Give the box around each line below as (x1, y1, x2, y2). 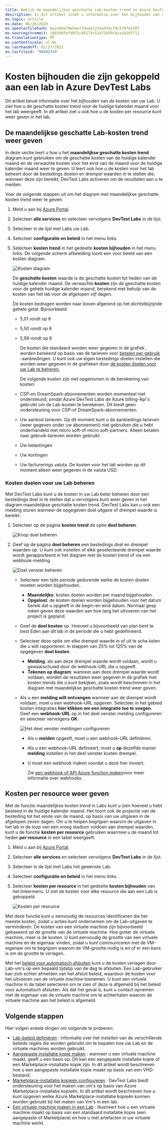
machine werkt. (12, 1120, 45, 1126)
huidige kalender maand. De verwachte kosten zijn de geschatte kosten (12, 280, 161, 287)
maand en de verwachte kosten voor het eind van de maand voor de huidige (5, 160, 162, 166)
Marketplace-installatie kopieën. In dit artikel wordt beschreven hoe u (12, 1088, 155, 1094)
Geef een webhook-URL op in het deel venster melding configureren (19, 710, 162, 716)
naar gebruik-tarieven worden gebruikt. (19, 433, 101, 439)
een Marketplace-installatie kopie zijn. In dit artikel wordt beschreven (12, 1061, 155, 1067)
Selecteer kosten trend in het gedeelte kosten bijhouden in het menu (12, 245, 156, 251)
